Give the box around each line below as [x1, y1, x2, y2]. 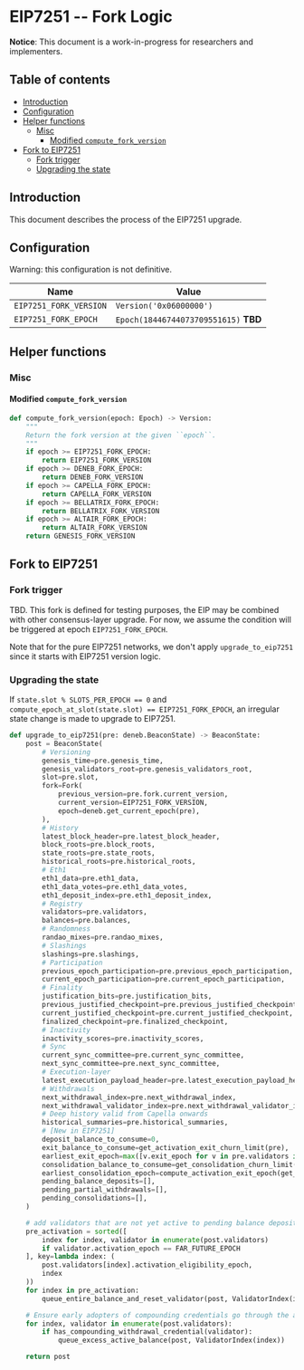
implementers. [9, 45, 63, 56]
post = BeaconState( [25, 739, 103, 748]
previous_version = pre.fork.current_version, [57, 790, 229, 799]
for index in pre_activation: [25, 1286, 140, 1295]
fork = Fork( [42, 781, 83, 790]
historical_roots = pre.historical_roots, [42, 857, 196, 867]
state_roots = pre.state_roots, [42, 848, 156, 857]
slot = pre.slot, [42, 772, 100, 782]
